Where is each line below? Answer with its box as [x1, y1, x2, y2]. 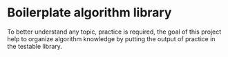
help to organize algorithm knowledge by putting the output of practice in [7, 34, 216, 43]
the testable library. [7, 42, 62, 50]
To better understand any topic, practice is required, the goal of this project [7, 27, 222, 36]
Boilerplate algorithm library [7, 5, 172, 21]
